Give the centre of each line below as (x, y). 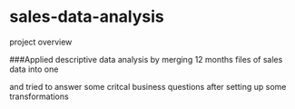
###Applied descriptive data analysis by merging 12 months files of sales (146, 59)
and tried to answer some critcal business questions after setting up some (148, 86)
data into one (34, 69)
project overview (41, 42)
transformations (39, 96)
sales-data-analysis (87, 17)
